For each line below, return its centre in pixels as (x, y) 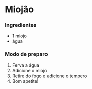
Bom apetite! (25, 81)
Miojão (19, 9)
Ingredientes (21, 25)
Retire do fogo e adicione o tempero (50, 76)
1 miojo (19, 36)
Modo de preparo (27, 54)
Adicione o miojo (30, 70)
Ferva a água (26, 65)
